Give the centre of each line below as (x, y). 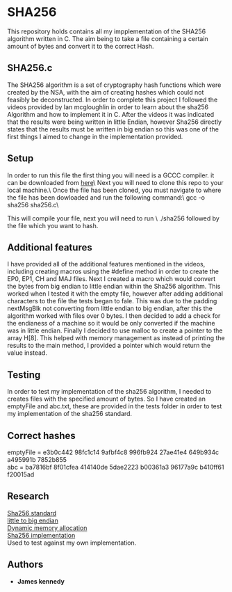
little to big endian (33, 520)
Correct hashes (42, 435)
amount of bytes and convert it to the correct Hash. (81, 46)
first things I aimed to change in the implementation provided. (95, 136)
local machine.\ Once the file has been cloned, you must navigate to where (114, 190)
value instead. (27, 353)
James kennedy (41, 581)
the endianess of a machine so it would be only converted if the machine (111, 323)
